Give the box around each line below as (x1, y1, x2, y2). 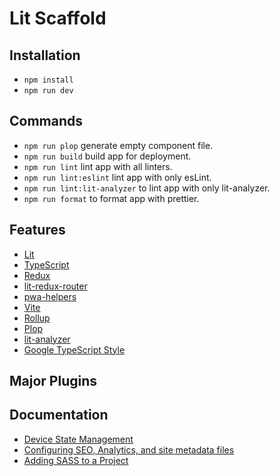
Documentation (9, 407, 109, 424)
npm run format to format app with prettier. (23, 192, 200, 204)
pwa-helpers (23, 290, 77, 302)
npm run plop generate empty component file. (23, 139, 214, 151)
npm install (23, 75, 74, 85)
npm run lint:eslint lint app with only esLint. (23, 171, 212, 183)
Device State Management (23, 433, 134, 445)
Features (9, 222, 66, 239)
